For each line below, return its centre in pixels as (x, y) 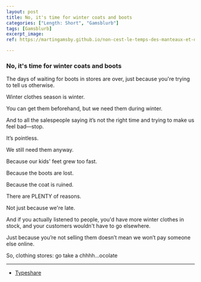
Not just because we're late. (41, 208)
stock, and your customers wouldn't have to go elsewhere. (78, 226)
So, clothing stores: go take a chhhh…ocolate (62, 256)
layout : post (22, 12)
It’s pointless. (22, 138)
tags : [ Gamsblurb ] (29, 28)
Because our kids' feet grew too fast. (52, 161)
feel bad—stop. (25, 127)
